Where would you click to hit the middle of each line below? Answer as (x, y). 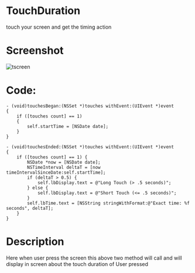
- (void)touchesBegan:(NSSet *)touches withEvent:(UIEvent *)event (90, 106)
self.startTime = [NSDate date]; (68, 126)
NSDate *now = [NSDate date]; (64, 162)
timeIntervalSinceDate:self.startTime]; (56, 172)
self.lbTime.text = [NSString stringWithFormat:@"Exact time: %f (109, 203)
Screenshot (35, 51)
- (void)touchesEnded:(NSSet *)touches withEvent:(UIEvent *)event (90, 147)
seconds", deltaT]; (30, 208)
